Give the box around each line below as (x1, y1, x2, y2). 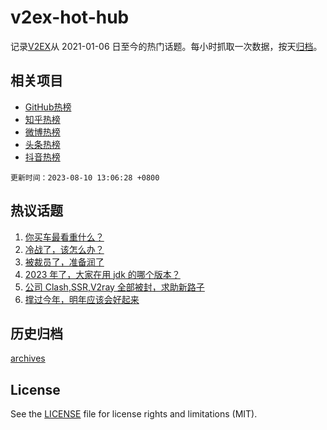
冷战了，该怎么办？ (24, 243, 105, 255)
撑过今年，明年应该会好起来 (24, 293, 140, 305)
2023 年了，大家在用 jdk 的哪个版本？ (24, 268, 181, 280)
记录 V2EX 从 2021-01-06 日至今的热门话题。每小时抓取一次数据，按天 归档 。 (10, 40, 323, 52)
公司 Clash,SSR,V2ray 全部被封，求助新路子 (24, 281, 205, 293)
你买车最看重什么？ (24, 231, 105, 243)
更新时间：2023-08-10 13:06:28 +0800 (10, 172, 160, 183)
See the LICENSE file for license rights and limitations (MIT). (10, 408, 258, 420)
